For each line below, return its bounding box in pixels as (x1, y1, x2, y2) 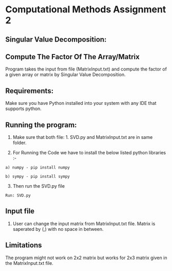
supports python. (5, 105, 42, 112)
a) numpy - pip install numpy (5, 165, 70, 170)
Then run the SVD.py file (12, 183, 65, 189)
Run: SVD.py (5, 193, 31, 198)
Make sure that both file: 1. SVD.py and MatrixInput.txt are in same (12, 134, 153, 140)
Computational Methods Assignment (5, 4, 166, 15)
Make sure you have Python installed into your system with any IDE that (5, 100, 157, 106)
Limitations (5, 241, 42, 250)
